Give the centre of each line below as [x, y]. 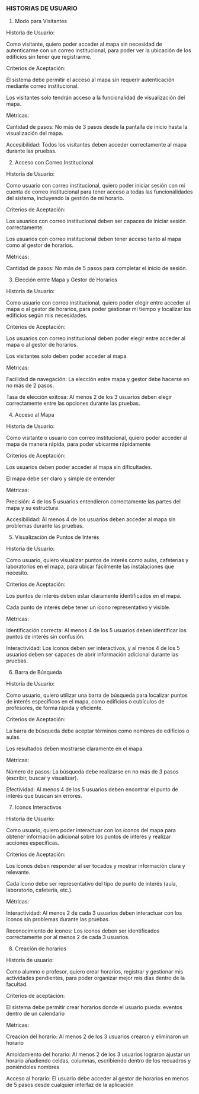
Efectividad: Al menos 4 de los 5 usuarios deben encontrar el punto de [92, 789]
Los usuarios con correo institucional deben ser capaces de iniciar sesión [96, 221]
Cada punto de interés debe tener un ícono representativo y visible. [88, 607]
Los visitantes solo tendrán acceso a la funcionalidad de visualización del [96, 98]
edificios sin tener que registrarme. [49, 57]
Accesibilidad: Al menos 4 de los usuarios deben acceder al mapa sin [91, 519]
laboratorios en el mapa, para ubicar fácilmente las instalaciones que [90, 567]
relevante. [18, 872]
